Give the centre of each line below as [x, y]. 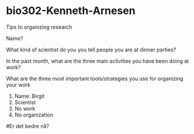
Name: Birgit [30, 96]
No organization [34, 115]
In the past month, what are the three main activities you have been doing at [98, 61]
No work [25, 108]
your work [18, 85]
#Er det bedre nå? [28, 126]
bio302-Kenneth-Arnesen [71, 11]
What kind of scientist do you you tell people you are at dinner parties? [91, 49]
